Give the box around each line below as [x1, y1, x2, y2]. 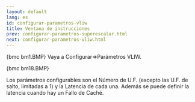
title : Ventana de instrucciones [6, 25, 90, 32]
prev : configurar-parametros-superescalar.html [6, 31, 128, 37]
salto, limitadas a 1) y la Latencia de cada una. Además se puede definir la [6, 83, 190, 90]
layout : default [6, 8, 47, 15]
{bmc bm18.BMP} [6, 65, 49, 72]
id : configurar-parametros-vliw [6, 20, 87, 26]
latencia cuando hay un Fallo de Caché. [6, 89, 104, 96]
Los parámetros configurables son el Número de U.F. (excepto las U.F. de [6, 76, 188, 83]
